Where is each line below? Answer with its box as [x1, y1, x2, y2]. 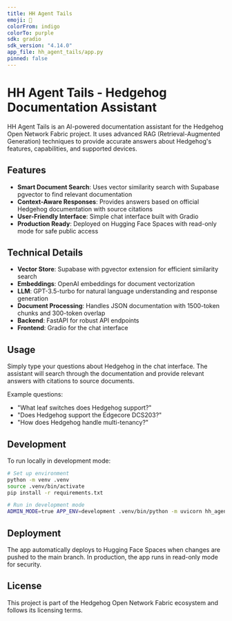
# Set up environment [7, 470, 70, 477]
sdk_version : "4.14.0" [7, 42, 72, 49]
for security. [7, 560, 42, 569]
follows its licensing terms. [7, 606, 83, 614]
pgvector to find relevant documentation [17, 190, 133, 198]
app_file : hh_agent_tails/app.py [7, 49, 104, 56]
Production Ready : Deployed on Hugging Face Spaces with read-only [17, 219, 217, 228]
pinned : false [7, 55, 48, 62]
